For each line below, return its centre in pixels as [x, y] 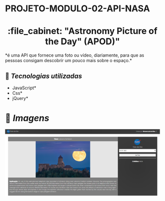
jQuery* [20, 98]
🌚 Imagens [27, 118]
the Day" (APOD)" [82, 42]
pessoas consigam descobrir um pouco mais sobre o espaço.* [69, 61]
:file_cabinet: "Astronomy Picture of [82, 31]
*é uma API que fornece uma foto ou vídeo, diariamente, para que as [75, 55]
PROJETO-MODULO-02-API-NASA [78, 9]
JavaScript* [24, 88]
